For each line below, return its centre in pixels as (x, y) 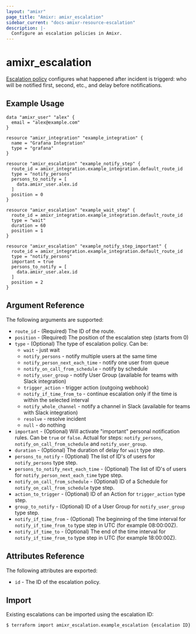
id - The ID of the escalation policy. (58, 582)
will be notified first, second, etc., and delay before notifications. (84, 85)
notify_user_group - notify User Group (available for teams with (101, 375)
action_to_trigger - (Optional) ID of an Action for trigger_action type (100, 494)
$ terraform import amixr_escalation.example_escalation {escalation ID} (99, 625)
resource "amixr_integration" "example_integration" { (75, 138)
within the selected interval (56, 400)
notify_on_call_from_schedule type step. (64, 487)
